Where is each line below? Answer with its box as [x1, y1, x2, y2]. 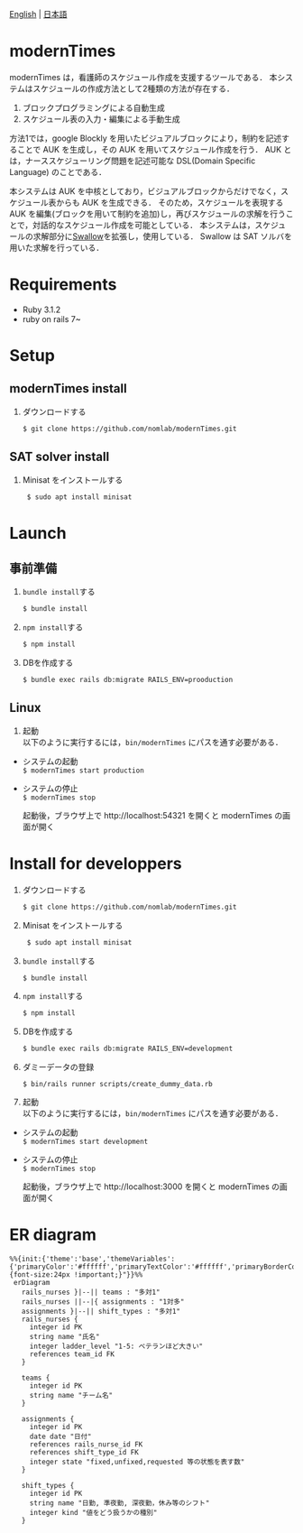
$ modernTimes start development [22, 1137, 149, 1147]
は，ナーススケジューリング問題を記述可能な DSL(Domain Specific [9, 155, 256, 166]
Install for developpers [9, 854, 182, 874]
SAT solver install [9, 449, 110, 465]
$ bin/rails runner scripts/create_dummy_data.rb [22, 1080, 214, 1089]
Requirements [9, 274, 117, 295]
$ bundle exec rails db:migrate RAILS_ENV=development [22, 1044, 234, 1054]
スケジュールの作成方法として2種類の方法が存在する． [32, 83, 234, 94]
